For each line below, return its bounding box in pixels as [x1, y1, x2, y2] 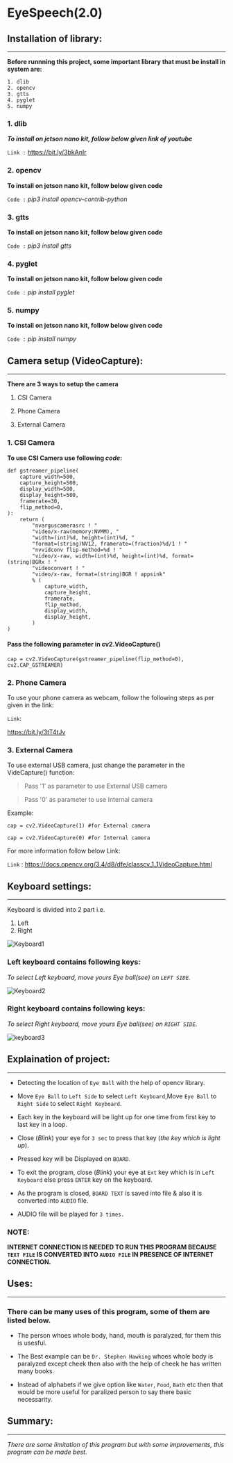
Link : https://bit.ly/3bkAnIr [7, 148, 87, 157]
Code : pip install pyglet [7, 288, 75, 296]
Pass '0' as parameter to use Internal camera [24, 796, 153, 804]
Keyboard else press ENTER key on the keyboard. [17, 1175, 153, 1184]
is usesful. [17, 1338, 47, 1347]
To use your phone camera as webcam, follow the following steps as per [7, 694, 215, 702]
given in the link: [7, 701, 54, 709]
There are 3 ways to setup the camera [7, 380, 119, 388]
